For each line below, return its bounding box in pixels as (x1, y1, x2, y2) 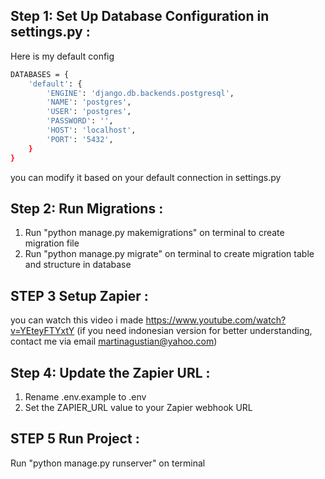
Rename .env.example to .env (24, 391, 147, 403)
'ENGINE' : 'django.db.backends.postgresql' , (46, 88, 235, 98)
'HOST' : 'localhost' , (46, 125, 137, 136)
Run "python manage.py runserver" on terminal (10, 457, 206, 469)
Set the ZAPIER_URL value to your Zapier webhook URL (24, 402, 253, 413)
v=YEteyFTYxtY (10, 325, 75, 337)
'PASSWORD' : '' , (46, 116, 114, 126)
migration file (24, 237, 80, 249)
